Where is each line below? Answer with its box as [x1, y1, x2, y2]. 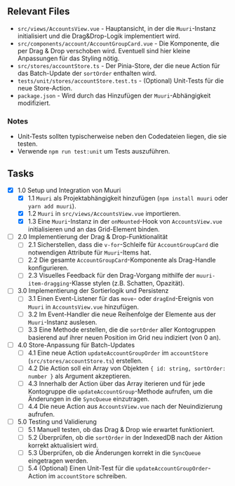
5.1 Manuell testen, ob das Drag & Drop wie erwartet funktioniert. [27, 426, 215, 434]
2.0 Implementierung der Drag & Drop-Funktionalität [17, 233, 168, 241]
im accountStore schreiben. [48, 472, 128, 480]
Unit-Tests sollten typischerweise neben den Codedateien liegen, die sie [17, 133, 227, 141]
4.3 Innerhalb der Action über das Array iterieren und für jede [27, 379, 206, 388]
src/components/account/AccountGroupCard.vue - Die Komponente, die [17, 39, 220, 48]
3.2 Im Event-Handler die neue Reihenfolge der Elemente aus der [27, 310, 216, 318]
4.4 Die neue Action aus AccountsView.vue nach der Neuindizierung [27, 402, 223, 410]
